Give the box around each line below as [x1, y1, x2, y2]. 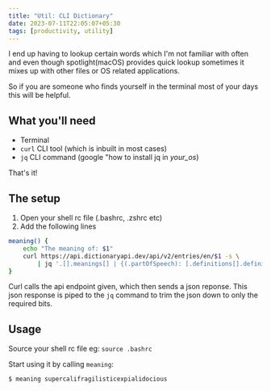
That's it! [8, 168, 38, 178]
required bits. [8, 299, 52, 309]
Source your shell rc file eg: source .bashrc [8, 344, 152, 354]
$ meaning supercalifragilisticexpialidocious [8, 375, 168, 384]
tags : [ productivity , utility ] [8, 27, 114, 35]
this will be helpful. [8, 90, 71, 100]
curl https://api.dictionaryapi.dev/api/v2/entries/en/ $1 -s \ [23, 252, 240, 260]
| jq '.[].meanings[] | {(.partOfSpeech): [37, 259, 182, 267]
